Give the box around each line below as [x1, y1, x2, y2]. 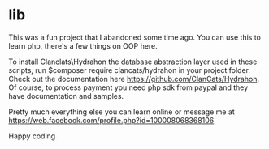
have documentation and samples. [8, 91, 124, 100]
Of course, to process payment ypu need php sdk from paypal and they [8, 83, 249, 92]
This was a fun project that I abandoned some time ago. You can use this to [8, 32, 262, 42]
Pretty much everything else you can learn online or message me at [8, 107, 236, 117]
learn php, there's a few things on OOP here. [8, 40, 158, 50]
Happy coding [8, 131, 56, 141]
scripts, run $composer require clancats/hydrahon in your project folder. [8, 65, 250, 74]
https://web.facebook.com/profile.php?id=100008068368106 [8, 115, 215, 125]
